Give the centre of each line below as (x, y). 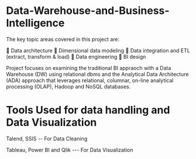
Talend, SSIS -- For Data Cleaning (47, 139)
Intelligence (35, 23)
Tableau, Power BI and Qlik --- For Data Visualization (70, 150)
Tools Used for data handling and (88, 110)
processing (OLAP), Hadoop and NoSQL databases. (68, 86)
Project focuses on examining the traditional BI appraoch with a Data (89, 68)
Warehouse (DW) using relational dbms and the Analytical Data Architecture (97, 74)
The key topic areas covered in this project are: (63, 39)
